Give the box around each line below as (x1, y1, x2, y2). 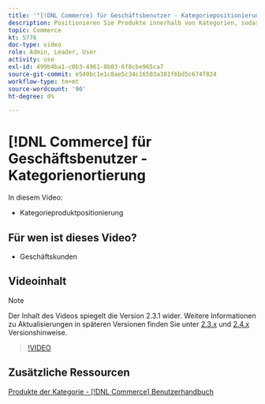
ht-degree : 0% (8, 92, 55, 100)
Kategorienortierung (8, 166, 146, 185)
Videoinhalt (8, 275, 67, 288)
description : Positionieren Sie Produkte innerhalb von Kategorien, (8, 19, 238, 27)
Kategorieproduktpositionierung (19, 208, 124, 218)
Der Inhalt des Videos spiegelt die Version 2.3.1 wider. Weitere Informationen (8, 311, 256, 320)
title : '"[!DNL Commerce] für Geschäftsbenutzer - (8, 11, 178, 20)
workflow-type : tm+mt (8, 77, 80, 85)
